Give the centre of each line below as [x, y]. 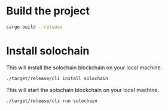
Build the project [48, 11]
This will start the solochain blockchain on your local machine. [83, 90]
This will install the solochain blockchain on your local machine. [84, 68]
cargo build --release [34, 27]
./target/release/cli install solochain [57, 78]
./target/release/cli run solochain [52, 101]
